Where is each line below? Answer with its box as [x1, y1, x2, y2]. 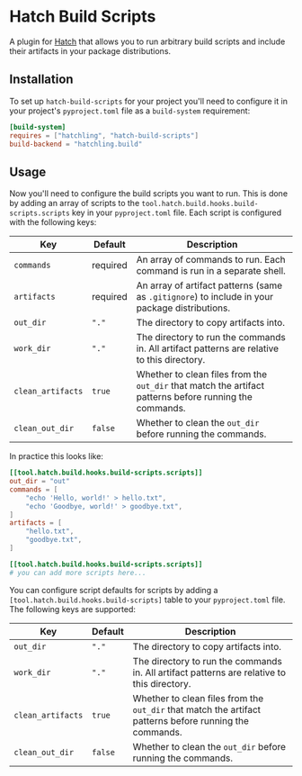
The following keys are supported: [9, 603, 137, 614]
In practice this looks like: [9, 451, 103, 462]
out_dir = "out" [9, 477, 70, 486]
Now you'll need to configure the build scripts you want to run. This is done [9, 188, 289, 199]
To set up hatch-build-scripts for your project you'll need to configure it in [9, 95, 288, 106]
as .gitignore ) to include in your [136, 291, 274, 303]
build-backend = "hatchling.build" [9, 140, 143, 149]
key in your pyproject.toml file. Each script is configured [71, 207, 282, 218]
